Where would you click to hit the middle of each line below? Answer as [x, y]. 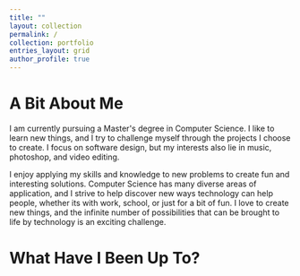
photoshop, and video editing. [64, 157]
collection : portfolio [51, 43]
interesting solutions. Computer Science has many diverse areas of [133, 184]
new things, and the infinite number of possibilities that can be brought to [145, 212]
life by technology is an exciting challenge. [88, 221]
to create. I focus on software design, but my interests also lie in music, [141, 147]
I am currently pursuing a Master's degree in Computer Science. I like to [142, 128]
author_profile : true [50, 59]
